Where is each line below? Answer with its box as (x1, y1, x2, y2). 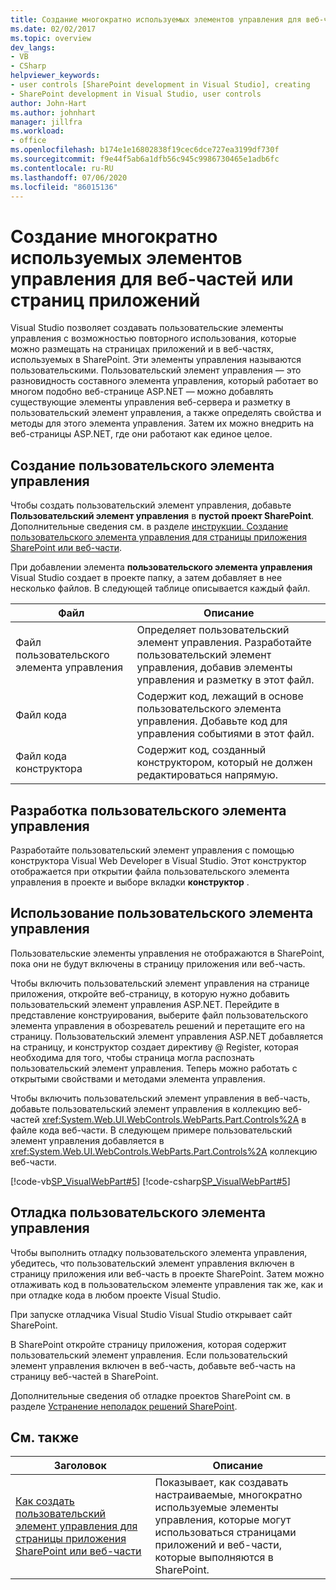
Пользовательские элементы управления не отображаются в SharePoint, (10, 947, 325, 959)
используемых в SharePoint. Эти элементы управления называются (10, 354, 302, 366)
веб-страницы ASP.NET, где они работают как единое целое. (10, 428, 273, 440)
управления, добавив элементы (136, 661, 293, 675)
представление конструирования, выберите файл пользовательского (10, 1009, 309, 1021)
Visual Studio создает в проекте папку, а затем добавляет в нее (10, 572, 283, 584)
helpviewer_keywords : (10, 71, 101, 81)
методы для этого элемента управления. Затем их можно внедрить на (10, 417, 315, 430)
